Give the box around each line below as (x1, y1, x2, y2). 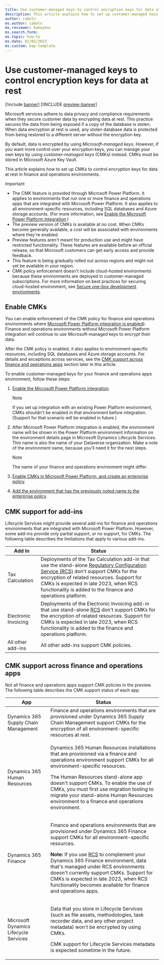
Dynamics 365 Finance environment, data (50, 857, 146, 864)
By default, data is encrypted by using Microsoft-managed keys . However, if (5, 141, 159, 147)
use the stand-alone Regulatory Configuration (41, 562, 147, 569)
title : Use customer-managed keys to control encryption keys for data (5, 7, 154, 12)
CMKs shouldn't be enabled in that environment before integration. (12, 410, 147, 415)
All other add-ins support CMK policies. (41, 642, 132, 649)
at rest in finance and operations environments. (5, 171, 100, 177)
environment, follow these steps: (5, 376, 71, 382)
